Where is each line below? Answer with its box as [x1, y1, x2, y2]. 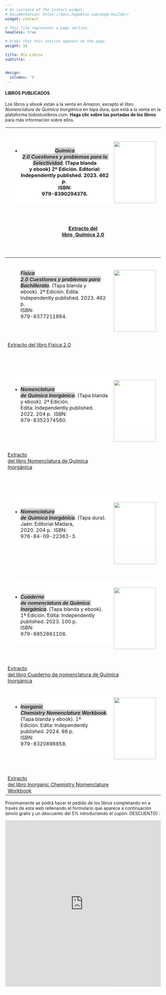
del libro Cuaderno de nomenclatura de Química [7, 671, 119, 678]
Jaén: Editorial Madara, [20, 520, 74, 527]
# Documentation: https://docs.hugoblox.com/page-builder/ [5, 12, 129, 17]
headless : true [5, 30, 37, 35]
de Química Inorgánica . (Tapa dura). [20, 514, 106, 521]
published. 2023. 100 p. [20, 618, 77, 625]
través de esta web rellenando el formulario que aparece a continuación [5, 805, 152, 811]
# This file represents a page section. [5, 25, 90, 30]
